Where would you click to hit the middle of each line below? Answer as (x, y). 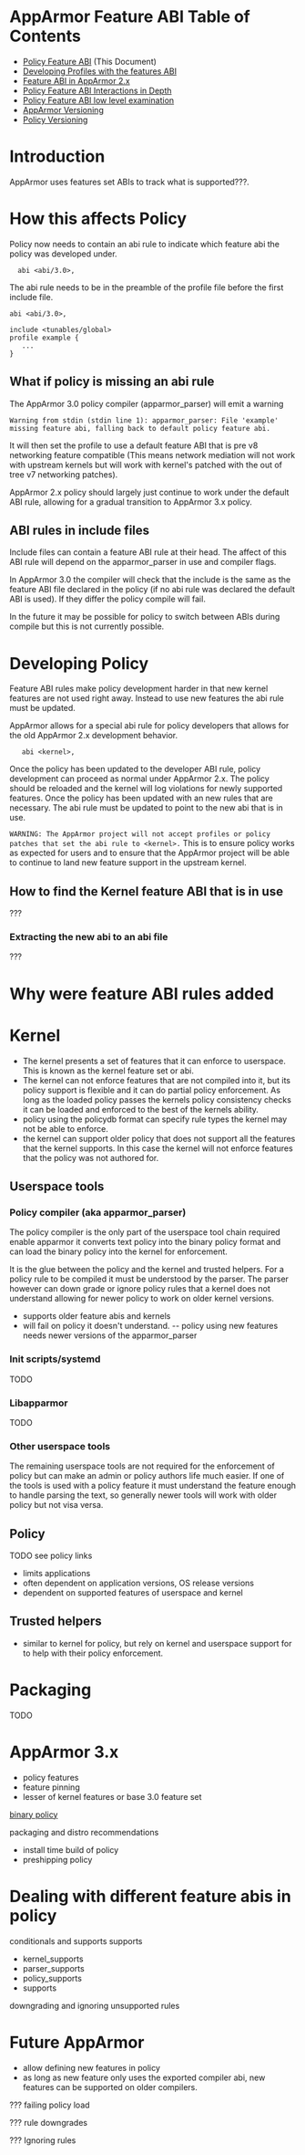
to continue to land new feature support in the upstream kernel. (128, 863)
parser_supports (53, 1968)
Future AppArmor (77, 2042)
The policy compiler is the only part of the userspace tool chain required (145, 1232)
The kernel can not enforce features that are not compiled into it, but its (157, 1080)
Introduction (57, 157)
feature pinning (51, 1787)
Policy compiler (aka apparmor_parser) (98, 1212)
